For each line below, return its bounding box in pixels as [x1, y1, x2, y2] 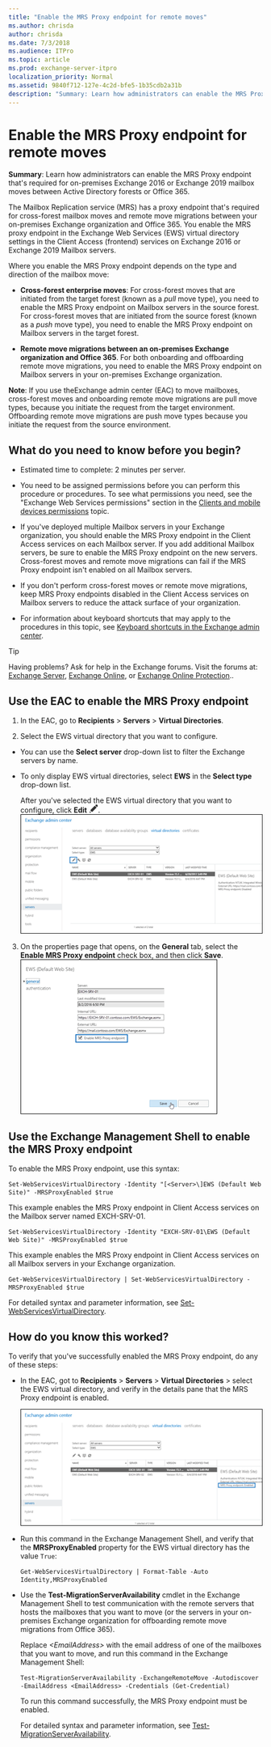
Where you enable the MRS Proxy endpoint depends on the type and [8, 261, 237, 271]
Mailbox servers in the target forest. [19, 329, 140, 338]
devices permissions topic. [19, 507, 110, 516]
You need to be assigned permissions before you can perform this [19, 481, 240, 490]
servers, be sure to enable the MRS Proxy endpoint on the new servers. [19, 548, 258, 558]
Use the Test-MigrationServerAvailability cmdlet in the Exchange [19, 1590, 240, 1600]
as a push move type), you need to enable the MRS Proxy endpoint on [19, 320, 253, 329]
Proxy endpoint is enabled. [19, 1393, 110, 1403]
